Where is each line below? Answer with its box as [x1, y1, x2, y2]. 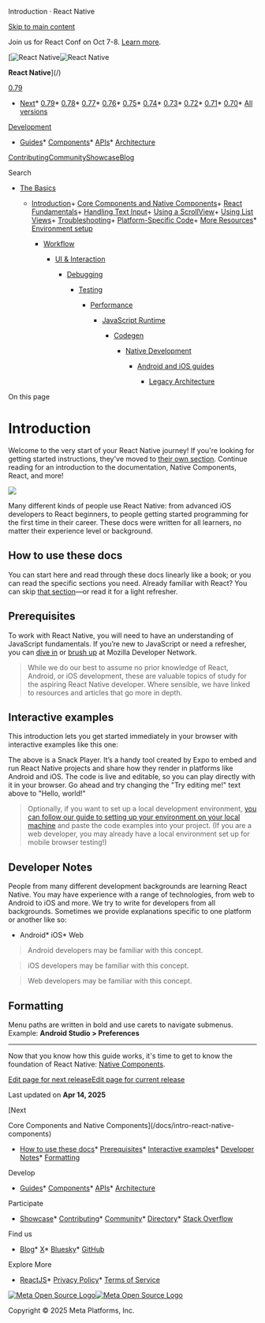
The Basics [19, 183, 57, 193]
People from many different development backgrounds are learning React [8, 882, 248, 891]
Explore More [8, 1260, 52, 1269]
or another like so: [8, 915, 67, 924]
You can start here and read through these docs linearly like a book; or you [8, 570, 252, 579]
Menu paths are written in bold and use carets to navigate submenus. [8, 1020, 234, 1029]
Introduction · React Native [8, 7, 95, 16]
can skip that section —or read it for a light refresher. [8, 587, 179, 596]
